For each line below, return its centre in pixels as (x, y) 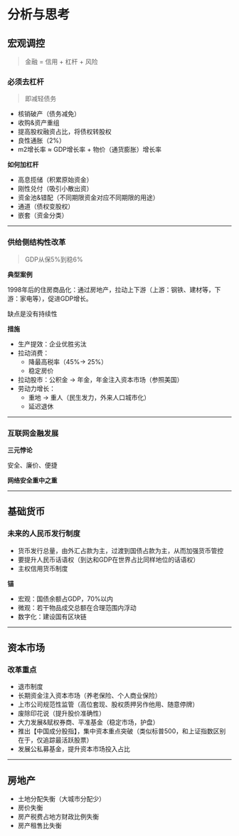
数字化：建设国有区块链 (52, 616)
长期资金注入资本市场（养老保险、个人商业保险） (89, 696)
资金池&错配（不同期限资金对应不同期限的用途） (88, 197)
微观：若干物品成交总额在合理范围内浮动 (77, 607)
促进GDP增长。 (70, 298)
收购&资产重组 (38, 123)
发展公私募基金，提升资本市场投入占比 (74, 749)
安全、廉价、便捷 (32, 465)
